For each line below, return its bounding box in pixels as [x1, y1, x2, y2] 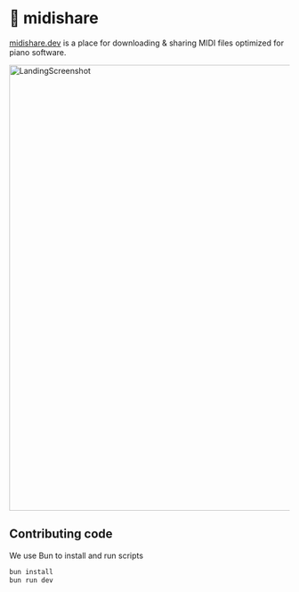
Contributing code [9, 526, 113, 542]
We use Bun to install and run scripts [9, 550, 144, 561]
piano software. [9, 46, 67, 57]
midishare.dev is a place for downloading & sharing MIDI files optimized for [9, 37, 285, 48]
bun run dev [9, 575, 53, 585]
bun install [9, 567, 53, 576]
